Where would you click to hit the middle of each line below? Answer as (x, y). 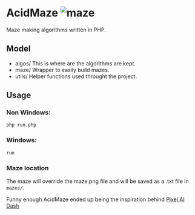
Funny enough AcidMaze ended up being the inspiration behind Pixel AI (95, 199)
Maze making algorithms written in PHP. (56, 30)
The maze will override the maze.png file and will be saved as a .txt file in (97, 181)
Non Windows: (28, 113)
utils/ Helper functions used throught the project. (76, 76)
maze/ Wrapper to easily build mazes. (62, 70)
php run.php (21, 125)
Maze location (28, 168)
